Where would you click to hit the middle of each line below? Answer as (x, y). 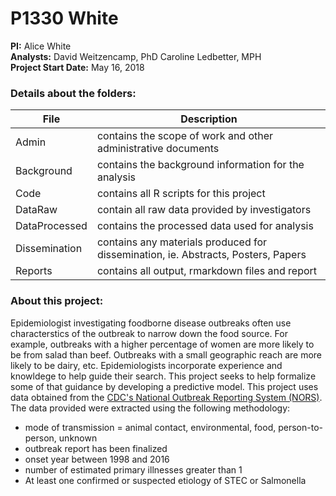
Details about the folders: (73, 93)
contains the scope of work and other (185, 136)
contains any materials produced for (182, 242)
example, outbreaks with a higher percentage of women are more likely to (162, 344)
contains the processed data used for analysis (205, 226)
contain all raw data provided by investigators (204, 210)
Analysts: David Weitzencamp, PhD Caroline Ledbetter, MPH (136, 56)
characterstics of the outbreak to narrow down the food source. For (149, 333)
